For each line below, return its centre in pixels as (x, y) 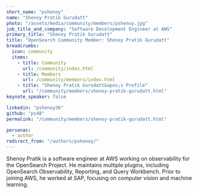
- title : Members (39, 74)
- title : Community (42, 63)
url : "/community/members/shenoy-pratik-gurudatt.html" (94, 91)
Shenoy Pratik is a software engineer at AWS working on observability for (98, 158)
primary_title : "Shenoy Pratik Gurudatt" (60, 35)
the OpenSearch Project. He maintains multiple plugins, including (87, 165)
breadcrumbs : (23, 46)
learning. (17, 184)
